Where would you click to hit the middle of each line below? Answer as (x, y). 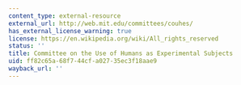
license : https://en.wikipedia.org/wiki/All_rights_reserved (114, 38)
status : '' (27, 46)
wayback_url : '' (36, 69)
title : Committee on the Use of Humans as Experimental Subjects (120, 53)
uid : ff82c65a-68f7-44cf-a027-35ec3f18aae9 (83, 62)
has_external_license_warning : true (70, 31)
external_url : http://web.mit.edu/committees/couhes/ (101, 23)
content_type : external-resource (65, 16)
